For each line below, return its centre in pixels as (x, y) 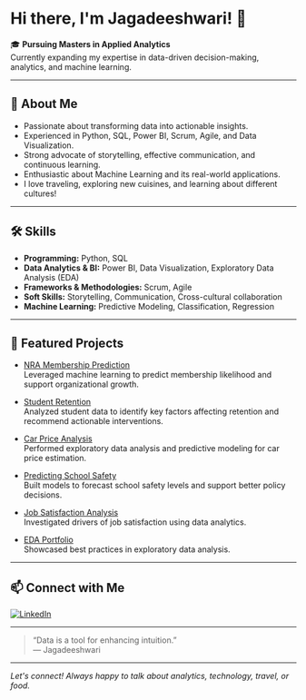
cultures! (40, 193)
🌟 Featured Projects (67, 343)
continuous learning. (62, 164)
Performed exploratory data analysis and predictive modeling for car (151, 449)
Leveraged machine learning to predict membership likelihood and (148, 375)
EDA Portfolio (48, 540)
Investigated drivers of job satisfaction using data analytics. (135, 522)
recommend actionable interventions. (94, 421)
